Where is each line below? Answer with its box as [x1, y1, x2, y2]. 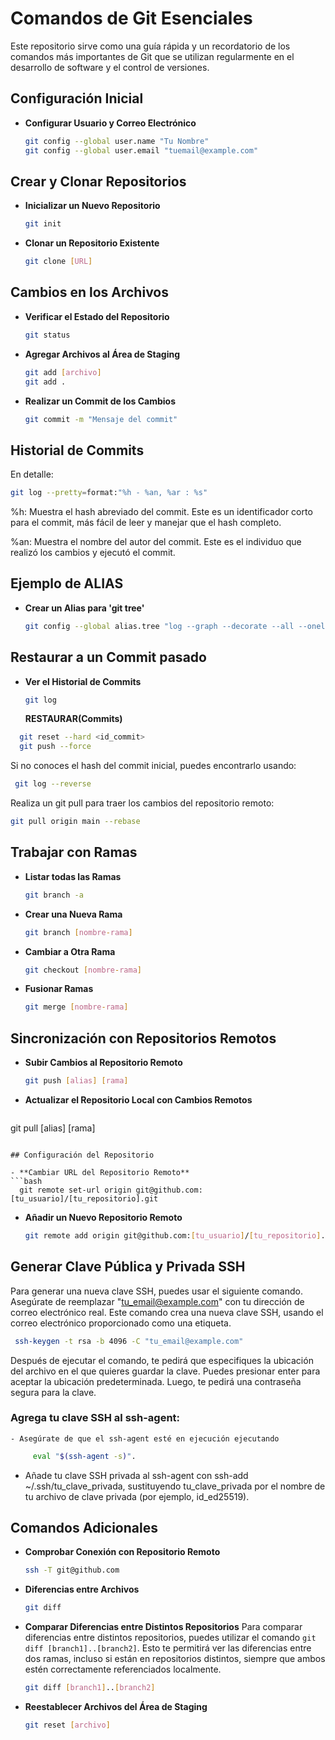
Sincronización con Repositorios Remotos [10, 1030, 277, 1047]
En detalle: [10, 468, 54, 481]
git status [24, 330, 71, 340]
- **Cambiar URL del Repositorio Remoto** [10, 1167, 190, 1177]
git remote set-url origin [19, 1185, 132, 1195]
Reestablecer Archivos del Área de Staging [24, 1701, 208, 1713]
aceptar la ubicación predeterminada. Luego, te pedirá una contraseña [10, 1375, 302, 1387]
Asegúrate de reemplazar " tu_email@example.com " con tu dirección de [10, 1295, 305, 1307]
